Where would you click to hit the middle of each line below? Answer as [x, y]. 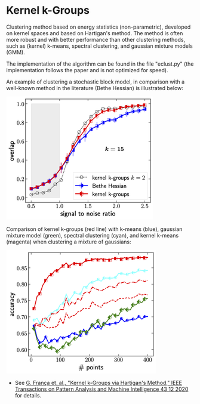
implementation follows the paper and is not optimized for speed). [87, 70]
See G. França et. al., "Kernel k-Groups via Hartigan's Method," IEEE [98, 383]
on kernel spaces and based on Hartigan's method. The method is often [95, 33]
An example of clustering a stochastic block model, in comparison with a [96, 82]
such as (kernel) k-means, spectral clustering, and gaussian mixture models [99, 46]
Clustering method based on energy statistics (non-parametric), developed [99, 27]
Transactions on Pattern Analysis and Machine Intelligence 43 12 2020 [101, 389]
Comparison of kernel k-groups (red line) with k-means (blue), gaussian [94, 229]
